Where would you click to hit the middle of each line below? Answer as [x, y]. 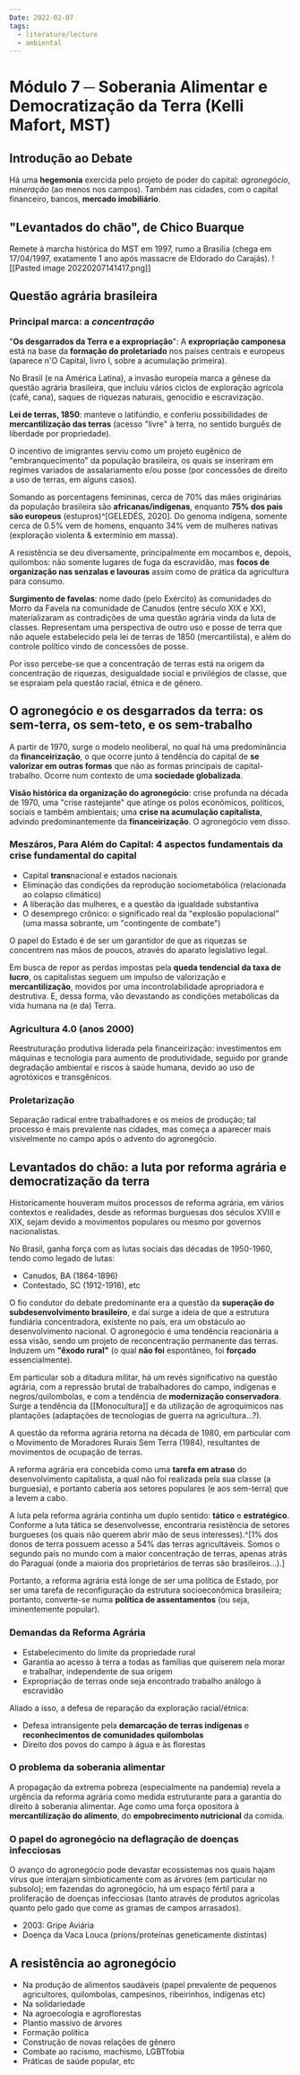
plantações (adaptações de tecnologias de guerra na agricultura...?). [136, 1416]
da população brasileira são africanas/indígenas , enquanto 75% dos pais [146, 506]
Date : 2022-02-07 [42, 18]
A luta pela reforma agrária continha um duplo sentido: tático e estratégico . [149, 1515]
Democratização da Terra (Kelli [127, 106]
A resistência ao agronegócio [93, 1963]
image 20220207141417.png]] [97, 268]
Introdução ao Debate [71, 158]
